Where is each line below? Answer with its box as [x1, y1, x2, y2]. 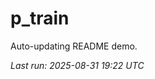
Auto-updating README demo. [10, 40, 138, 52]
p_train [10, 7, 70, 30]
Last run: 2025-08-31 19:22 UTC [10, 59, 145, 71]
